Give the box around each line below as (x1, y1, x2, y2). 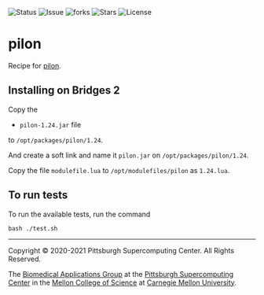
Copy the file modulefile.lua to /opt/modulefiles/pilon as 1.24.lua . (8, 165, 230, 175)
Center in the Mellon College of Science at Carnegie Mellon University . (8, 278, 237, 287)
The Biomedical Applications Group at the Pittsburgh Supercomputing (8, 269, 234, 278)
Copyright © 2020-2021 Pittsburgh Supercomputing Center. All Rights (8, 245, 234, 255)
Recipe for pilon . (8, 61, 61, 70)
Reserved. (8, 254, 42, 264)
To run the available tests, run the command (8, 209, 151, 219)
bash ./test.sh (8, 224, 58, 232)
